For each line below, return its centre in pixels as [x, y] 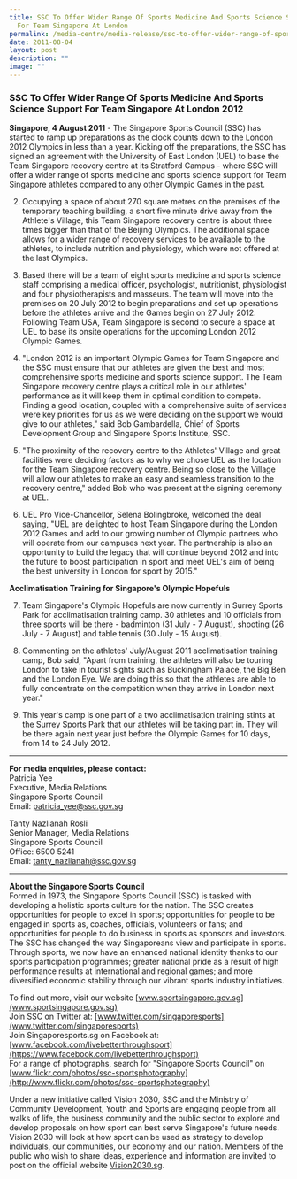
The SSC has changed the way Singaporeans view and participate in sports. [148, 943]
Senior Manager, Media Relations [69, 833]
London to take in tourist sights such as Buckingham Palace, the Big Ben [153, 670]
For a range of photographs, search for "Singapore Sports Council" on [137, 1064]
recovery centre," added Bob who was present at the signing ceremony [152, 489]
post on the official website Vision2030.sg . [87, 1166]
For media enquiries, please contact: [78, 769]
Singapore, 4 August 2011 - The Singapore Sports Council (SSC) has [135, 128]
